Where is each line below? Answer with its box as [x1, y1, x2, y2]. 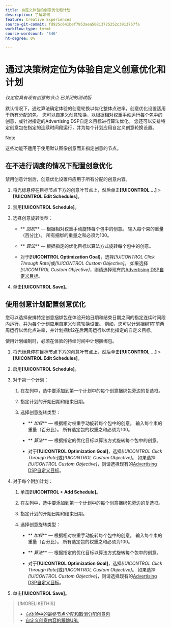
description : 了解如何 [5, 12, 50, 17]
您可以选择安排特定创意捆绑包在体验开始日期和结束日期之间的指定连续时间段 [5, 315, 166, 321]
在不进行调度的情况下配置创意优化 [5, 162, 112, 170]
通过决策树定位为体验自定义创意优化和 [5, 64, 166, 75]
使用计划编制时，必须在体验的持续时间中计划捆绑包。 [5, 338, 117, 344]
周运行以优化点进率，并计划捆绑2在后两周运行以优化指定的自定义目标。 [5, 327, 155, 333]
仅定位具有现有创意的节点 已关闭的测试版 [5, 94, 92, 100]
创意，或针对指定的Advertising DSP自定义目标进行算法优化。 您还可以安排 [5, 118, 161, 124]
